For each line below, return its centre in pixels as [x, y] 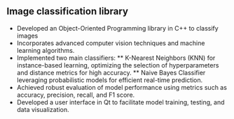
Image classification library [68, 11]
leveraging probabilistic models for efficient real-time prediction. [110, 80]
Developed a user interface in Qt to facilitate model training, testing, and [121, 102]
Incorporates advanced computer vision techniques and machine [111, 43]
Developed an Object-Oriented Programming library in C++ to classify [117, 28]
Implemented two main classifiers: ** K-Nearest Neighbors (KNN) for [116, 58]
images [27, 35]
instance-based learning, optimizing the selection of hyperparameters [118, 65]
